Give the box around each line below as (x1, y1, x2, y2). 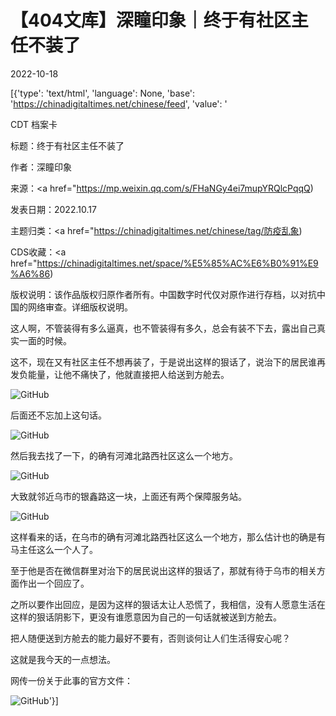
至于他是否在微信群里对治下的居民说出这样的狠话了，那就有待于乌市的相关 (10, 564, 317, 576)
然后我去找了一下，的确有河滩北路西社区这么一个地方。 (10, 449, 238, 461)
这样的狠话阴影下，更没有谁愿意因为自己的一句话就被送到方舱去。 (10, 611, 282, 623)
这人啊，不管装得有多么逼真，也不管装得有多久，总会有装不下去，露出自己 (10, 322, 317, 334)
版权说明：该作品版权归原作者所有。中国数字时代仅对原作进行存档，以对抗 (10, 288, 317, 300)
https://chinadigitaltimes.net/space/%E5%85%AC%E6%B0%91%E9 (36, 257, 319, 269)
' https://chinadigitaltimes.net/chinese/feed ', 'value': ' (10, 97, 228, 110)
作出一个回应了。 (18, 577, 90, 589)
